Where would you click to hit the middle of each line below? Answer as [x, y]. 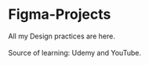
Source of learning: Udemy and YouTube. [74, 52]
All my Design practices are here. [62, 36]
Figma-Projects [60, 14]
